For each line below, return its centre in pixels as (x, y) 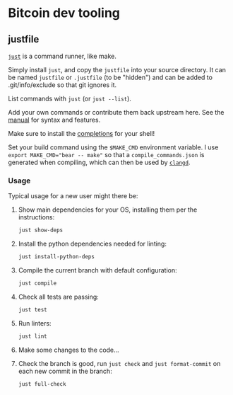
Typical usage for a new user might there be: (73, 196)
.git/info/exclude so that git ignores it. (62, 85)
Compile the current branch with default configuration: (97, 270)
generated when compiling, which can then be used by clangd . (99, 162)
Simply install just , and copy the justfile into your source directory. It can (117, 70)
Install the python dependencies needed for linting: (92, 244)
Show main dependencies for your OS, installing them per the (108, 210)
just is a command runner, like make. (62, 56)
